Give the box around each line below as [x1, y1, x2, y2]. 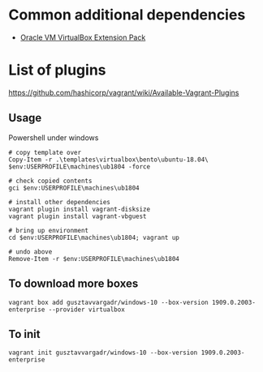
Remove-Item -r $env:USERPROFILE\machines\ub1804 [8, 254, 180, 263]
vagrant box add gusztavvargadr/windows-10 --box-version [8, 298, 209, 306]
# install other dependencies [8, 198, 111, 206]
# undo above [8, 247, 53, 256]
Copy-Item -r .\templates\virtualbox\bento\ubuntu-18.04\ [8, 156, 209, 164]
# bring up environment [8, 226, 89, 234]
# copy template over [8, 148, 82, 156]
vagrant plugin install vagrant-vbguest [8, 212, 148, 220]
